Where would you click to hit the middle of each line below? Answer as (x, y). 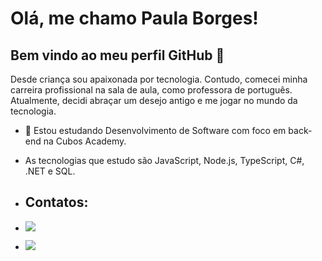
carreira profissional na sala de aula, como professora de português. (151, 90)
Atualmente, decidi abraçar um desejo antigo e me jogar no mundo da (154, 100)
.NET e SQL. (50, 171)
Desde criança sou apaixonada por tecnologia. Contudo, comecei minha (159, 79)
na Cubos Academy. (85, 141)
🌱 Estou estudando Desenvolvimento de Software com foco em (155, 130)
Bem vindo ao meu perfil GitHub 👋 (117, 55)
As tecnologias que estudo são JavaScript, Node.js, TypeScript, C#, (164, 160)
